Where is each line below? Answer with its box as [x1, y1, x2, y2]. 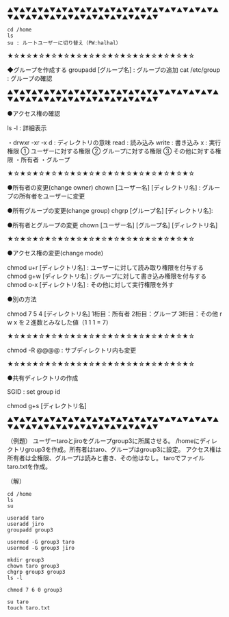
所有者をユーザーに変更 [18, 192, 85, 200]
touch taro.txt [7, 605, 51, 612]
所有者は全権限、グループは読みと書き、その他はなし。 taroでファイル [7, 454, 205, 462]
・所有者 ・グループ [14, 155, 70, 164]
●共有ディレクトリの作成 [7, 374, 79, 382]
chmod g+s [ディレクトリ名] [7, 402, 87, 410]
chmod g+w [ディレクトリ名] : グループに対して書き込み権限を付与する [7, 272, 207, 280]
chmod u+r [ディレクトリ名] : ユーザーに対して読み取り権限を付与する [7, 264, 204, 271]
